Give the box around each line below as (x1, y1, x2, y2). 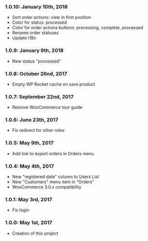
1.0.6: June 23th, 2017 (5, 116, 58, 123)
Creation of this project (12, 230, 59, 236)
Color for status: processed (12, 19, 67, 25)
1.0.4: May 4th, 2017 (5, 162, 54, 169)
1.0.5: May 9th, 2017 (5, 140, 54, 146)
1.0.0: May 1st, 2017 (5, 219, 52, 226)
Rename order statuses (12, 30, 59, 36)
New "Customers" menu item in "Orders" (12, 179, 95, 185)
